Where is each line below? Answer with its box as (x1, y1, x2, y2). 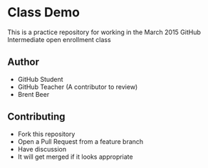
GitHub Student (17, 75, 63, 83)
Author (7, 56, 39, 68)
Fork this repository (17, 130, 76, 138)
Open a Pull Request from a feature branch (17, 137, 144, 146)
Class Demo (7, 4, 80, 21)
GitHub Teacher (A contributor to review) (17, 83, 138, 91)
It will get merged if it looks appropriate (17, 152, 133, 161)
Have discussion (17, 145, 67, 153)
